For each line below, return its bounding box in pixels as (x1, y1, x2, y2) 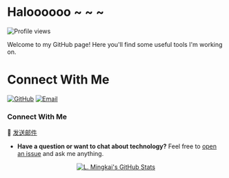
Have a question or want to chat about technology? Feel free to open (17, 142, 217, 150)
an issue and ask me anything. (17, 150, 104, 158)
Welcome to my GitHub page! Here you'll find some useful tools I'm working (7, 40, 223, 48)
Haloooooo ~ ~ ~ (7, 4, 105, 20)
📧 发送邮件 (7, 128, 38, 137)
